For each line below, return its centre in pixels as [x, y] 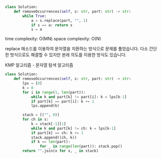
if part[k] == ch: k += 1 [57, 133]
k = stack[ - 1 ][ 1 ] [49, 124]
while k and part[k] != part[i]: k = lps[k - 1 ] [79, 97]
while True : [35, 16]
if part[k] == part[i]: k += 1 [63, 101]
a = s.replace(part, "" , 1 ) [59, 20]
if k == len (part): [50, 142]
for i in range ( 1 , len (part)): [54, 92]
